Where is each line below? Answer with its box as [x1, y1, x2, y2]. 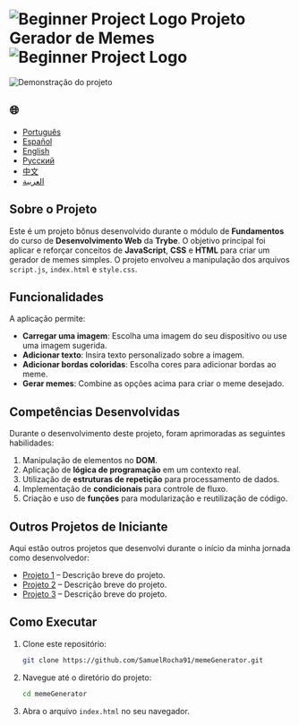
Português [21, 126, 61, 137]
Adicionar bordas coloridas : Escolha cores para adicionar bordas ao [21, 359, 277, 370]
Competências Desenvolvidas [9, 404, 181, 419]
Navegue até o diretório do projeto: [21, 672, 152, 683]
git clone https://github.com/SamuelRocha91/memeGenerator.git [21, 655, 264, 665]
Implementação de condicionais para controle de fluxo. [21, 484, 228, 495]
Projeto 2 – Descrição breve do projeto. [21, 579, 167, 590]
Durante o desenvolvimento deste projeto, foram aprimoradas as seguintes [9, 428, 286, 439]
